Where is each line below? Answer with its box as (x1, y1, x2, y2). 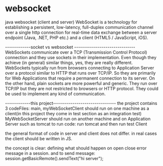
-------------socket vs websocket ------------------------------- (5, 44, 136, 50)
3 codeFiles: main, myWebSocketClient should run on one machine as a (5, 105, 149, 111)
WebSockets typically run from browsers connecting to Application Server (5, 64, 155, 71)
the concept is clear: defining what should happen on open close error (5, 145, 147, 151)
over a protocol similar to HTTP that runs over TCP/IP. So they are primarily (5, 70, 156, 76)
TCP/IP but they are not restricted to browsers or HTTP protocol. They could (5, 85, 159, 91)
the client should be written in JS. (5, 135, 72, 142)
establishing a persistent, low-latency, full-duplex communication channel (5, 24, 154, 30)
